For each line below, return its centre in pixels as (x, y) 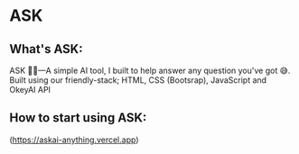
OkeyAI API (30, 90)
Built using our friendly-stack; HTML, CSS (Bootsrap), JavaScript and (138, 80)
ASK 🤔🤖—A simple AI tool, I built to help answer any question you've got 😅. (150, 70)
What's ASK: (46, 49)
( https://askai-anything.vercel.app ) (74, 140)
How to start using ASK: (78, 118)
